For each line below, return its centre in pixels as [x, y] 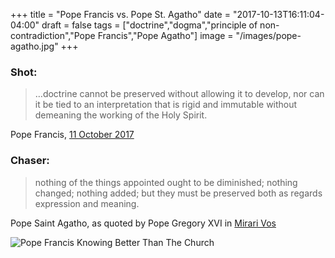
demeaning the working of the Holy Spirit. [121, 115]
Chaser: [30, 161]
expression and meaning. [87, 203]
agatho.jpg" [34, 46]
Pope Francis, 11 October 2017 [72, 135]
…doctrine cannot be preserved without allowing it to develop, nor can [179, 94]
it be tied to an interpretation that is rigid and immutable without [166, 105]
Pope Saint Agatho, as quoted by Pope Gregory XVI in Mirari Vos [143, 223]
